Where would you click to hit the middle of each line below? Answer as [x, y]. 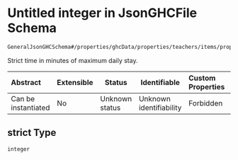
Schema [32, 28]
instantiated [30, 108]
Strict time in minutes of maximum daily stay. [73, 60]
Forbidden [206, 103]
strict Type [32, 133]
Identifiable [160, 82]
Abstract [26, 82]
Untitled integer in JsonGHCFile [102, 13]
